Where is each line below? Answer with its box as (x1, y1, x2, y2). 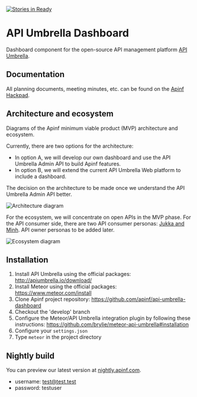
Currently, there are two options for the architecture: (6, 142, 134, 150)
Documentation (6, 69, 65, 80)
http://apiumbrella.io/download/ (14, 277, 92, 284)
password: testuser (14, 385, 62, 392)
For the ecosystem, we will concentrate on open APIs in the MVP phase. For (6, 214, 191, 221)
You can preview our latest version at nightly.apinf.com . (6, 367, 141, 374)
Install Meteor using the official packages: (14, 283, 117, 290)
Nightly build (6, 351, 55, 361)
